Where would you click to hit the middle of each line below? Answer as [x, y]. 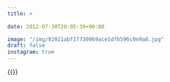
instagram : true [31, 52]
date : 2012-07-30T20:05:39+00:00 [56, 26]
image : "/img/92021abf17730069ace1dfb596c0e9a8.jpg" [86, 39]
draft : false [26, 46]
